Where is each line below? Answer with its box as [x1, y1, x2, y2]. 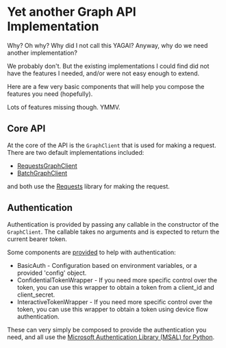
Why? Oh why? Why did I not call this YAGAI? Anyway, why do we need [7, 41, 208, 49]
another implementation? [7, 49, 77, 57]
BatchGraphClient [16, 169, 67, 177]
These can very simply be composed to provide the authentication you [7, 325, 207, 334]
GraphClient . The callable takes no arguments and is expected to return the [7, 227, 220, 236]
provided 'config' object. [16, 269, 87, 277]
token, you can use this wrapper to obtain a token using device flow [16, 305, 209, 313]
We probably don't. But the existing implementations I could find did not [7, 62, 210, 70]
